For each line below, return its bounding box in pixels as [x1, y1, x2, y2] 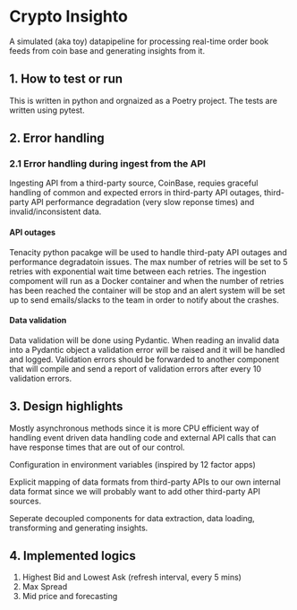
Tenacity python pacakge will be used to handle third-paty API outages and [9, 246, 288, 257]
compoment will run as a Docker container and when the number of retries [9, 275, 284, 286]
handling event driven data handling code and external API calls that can [9, 432, 276, 442]
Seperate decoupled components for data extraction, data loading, [9, 512, 255, 523]
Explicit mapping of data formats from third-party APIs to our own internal [9, 477, 281, 487]
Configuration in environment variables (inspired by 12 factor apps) [9, 459, 257, 469]
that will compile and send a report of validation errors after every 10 [9, 363, 262, 374]
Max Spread [21, 581, 68, 592]
